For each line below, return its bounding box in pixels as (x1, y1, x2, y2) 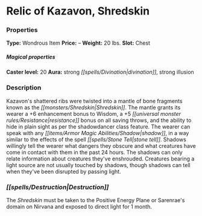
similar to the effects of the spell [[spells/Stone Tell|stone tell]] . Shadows (6, 136, 187, 143)
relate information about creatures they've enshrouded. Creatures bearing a (6, 155, 195, 162)
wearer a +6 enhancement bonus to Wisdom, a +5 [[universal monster (6, 110, 181, 117)
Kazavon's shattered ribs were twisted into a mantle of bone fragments (6, 97, 183, 104)
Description (6, 83, 42, 92)
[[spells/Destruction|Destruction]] (6, 183, 109, 191)
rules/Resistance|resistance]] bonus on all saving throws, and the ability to (6, 116, 192, 124)
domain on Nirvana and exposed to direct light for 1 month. (6, 203, 153, 211)
